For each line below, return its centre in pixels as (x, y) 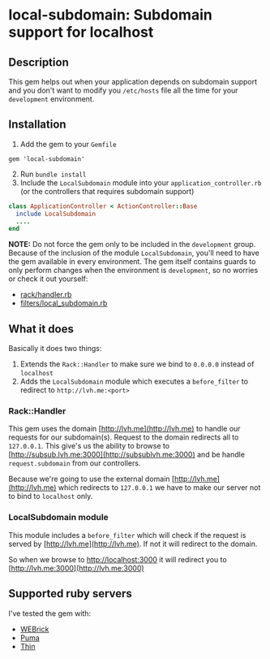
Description (39, 62)
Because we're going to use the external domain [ (92, 479)
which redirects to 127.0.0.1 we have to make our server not (159, 488)
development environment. (51, 99)
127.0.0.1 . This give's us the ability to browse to (89, 446)
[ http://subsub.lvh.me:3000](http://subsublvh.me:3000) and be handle (127, 455)
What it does (41, 329)
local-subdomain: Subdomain (110, 15)
